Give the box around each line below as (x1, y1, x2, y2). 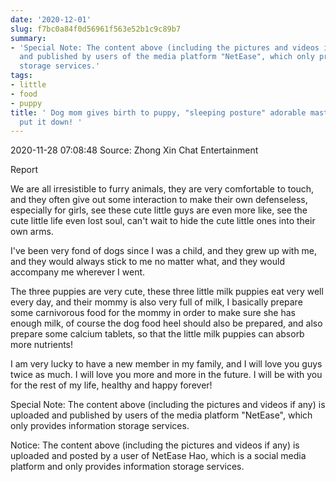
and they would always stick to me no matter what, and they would (10, 256, 285, 268)
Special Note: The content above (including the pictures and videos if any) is (10, 399, 326, 411)
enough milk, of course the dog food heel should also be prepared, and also (10, 317, 323, 330)
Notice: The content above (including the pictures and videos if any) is (10, 439, 300, 451)
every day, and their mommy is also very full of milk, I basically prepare (10, 296, 303, 308)
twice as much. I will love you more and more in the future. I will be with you (10, 369, 323, 381)
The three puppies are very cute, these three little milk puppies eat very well (10, 286, 324, 298)
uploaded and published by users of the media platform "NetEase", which (10, 409, 313, 421)
